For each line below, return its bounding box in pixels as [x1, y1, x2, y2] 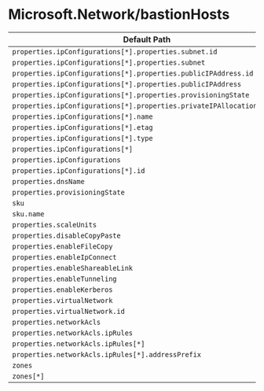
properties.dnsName [12, 177, 85, 186]
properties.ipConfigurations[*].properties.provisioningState [12, 90, 250, 99]
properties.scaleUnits [12, 220, 97, 229]
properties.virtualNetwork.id [12, 307, 126, 315]
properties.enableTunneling [12, 274, 117, 283]
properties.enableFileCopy [12, 242, 113, 251]
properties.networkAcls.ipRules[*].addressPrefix [12, 350, 202, 359]
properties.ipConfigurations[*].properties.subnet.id [12, 47, 218, 56]
